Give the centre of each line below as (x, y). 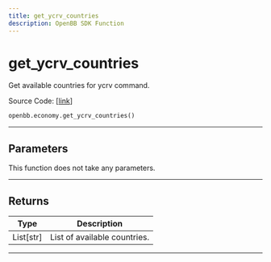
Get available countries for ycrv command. (79, 85)
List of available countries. (100, 237)
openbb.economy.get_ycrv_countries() (72, 116)
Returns (29, 201)
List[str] (27, 237)
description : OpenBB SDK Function (67, 23)
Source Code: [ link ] (41, 101)
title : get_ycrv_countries (54, 16)
